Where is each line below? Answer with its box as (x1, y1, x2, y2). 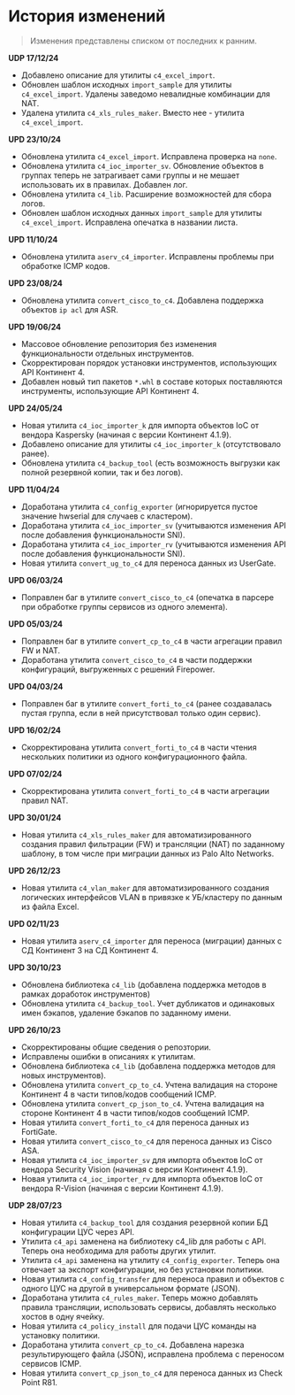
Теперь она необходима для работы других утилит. (20, 1245, 216, 1256)
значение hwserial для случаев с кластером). (20, 511, 193, 521)
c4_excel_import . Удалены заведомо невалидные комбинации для (20, 89, 270, 99)
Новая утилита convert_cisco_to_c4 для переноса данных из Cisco (20, 1136, 273, 1146)
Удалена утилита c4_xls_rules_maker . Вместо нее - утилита (20, 107, 245, 118)
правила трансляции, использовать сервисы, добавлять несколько (20, 1301, 277, 1312)
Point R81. (20, 1376, 58, 1387)
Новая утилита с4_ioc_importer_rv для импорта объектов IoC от (20, 1173, 263, 1183)
